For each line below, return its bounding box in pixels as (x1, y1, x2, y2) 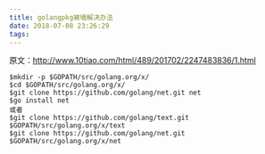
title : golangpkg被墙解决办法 (9, 12, 113, 22)
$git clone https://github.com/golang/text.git (9, 113, 190, 123)
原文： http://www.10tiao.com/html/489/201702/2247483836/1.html (9, 55, 256, 66)
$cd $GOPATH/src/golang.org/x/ (9, 81, 126, 90)
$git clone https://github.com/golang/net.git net (9, 88, 202, 98)
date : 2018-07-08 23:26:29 (9, 21, 110, 30)
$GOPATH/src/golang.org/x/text (9, 121, 126, 130)
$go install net (9, 96, 70, 105)
